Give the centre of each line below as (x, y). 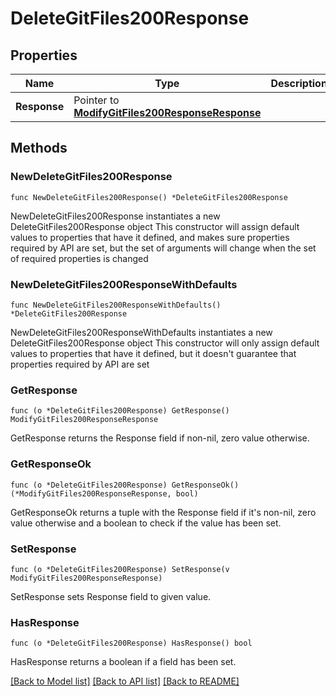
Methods (39, 148)
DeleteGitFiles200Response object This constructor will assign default (155, 226)
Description (299, 83)
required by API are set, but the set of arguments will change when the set (163, 248)
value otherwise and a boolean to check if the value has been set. (146, 523)
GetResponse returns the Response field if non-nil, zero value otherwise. (160, 438)
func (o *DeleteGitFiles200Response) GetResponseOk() (125, 485)
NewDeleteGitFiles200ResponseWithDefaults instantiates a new (141, 332)
